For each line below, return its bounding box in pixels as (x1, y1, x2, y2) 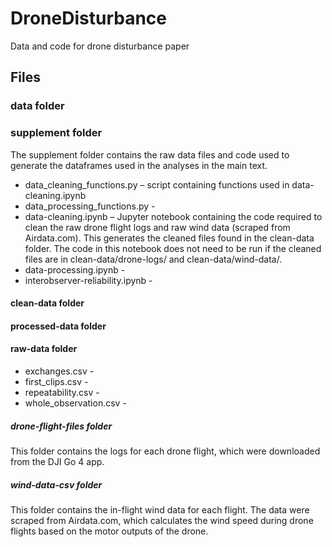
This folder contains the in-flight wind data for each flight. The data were (10, 503, 310, 516)
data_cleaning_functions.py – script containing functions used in (24, 178, 290, 191)
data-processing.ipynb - (24, 263, 126, 276)
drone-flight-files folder (10, 420, 113, 432)
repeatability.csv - (24, 386, 100, 398)
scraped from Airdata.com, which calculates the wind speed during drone (10, 514, 314, 526)
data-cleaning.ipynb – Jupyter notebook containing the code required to (24, 210, 323, 222)
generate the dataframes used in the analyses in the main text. (10, 159, 268, 171)
